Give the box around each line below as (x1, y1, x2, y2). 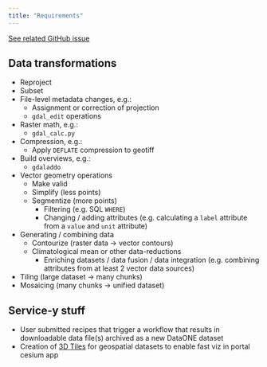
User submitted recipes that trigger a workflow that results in (19, 325, 221, 334)
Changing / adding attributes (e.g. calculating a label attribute (43, 213, 248, 223)
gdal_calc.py (31, 130, 76, 138)
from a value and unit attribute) (43, 221, 148, 231)
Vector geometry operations (19, 170, 113, 180)
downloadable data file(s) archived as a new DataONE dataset (19, 334, 224, 343)
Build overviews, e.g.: (19, 154, 91, 163)
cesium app (19, 350, 59, 360)
